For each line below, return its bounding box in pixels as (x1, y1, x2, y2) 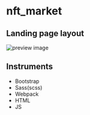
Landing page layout (6, 28, 85, 39)
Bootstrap (14, 77, 40, 85)
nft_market (6, 4, 62, 18)
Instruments (6, 61, 53, 72)
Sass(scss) (14, 84, 43, 91)
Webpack (14, 90, 39, 98)
